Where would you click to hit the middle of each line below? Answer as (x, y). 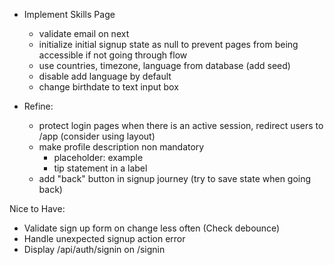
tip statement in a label (100, 168)
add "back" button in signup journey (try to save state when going (175, 178)
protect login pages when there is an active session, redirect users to (181, 125)
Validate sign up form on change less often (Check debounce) (152, 228)
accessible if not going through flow (113, 55)
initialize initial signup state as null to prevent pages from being (168, 44)
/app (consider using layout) (97, 136)
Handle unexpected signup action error (104, 238)
